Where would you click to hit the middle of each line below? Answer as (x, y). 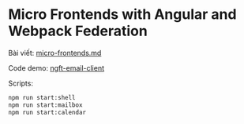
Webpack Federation (78, 31)
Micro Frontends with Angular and (122, 15)
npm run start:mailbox (45, 105)
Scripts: (21, 83)
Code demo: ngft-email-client (56, 67)
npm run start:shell (42, 97)
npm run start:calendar (47, 112)
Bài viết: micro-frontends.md (55, 53)
